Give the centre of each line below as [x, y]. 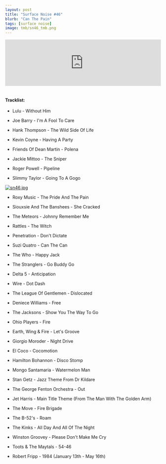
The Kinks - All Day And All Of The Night [53, 428]
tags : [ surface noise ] [28, 24]
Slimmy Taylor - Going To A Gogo [46, 178]
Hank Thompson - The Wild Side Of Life [53, 130]
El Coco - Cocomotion [35, 351]
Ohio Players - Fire [31, 322]
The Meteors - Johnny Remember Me [51, 216]
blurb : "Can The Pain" [28, 19]
